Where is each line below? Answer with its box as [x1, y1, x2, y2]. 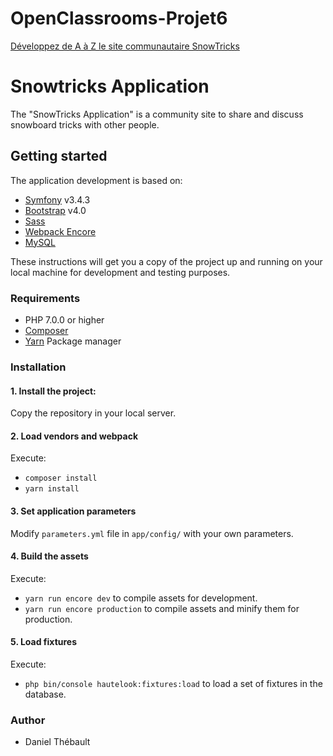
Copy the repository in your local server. [10, 407, 177, 419]
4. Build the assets [10, 550, 89, 562]
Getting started [10, 148, 108, 165]
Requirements [10, 291, 81, 305]
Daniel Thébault [24, 736, 91, 748]
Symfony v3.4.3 [24, 193, 91, 206]
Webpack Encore [24, 225, 97, 237]
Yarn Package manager [24, 335, 122, 347]
